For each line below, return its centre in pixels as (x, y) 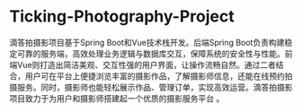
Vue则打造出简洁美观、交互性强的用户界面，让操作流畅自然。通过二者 (147, 65)
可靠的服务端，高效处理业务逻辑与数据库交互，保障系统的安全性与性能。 (151, 53)
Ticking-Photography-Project (122, 17)
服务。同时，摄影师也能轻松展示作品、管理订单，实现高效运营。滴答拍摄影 (155, 87)
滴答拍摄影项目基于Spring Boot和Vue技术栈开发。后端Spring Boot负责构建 (147, 42)
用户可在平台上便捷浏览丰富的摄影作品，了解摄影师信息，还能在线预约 (155, 76)
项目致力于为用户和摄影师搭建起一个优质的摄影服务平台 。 (117, 98)
